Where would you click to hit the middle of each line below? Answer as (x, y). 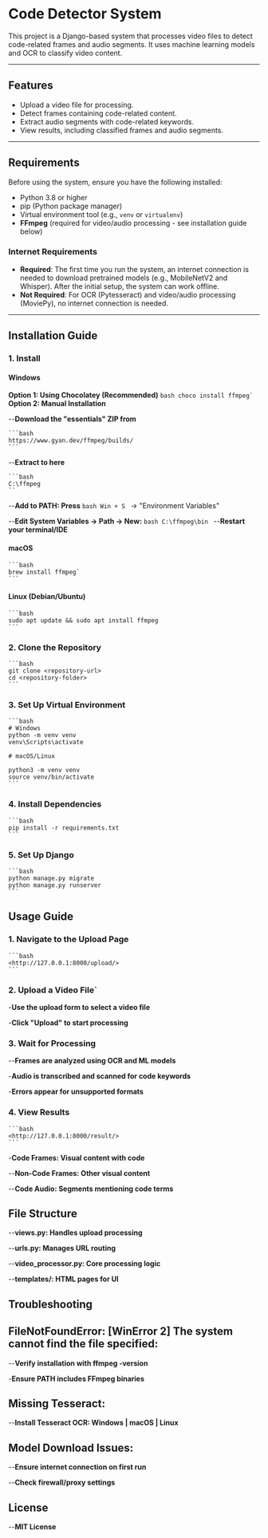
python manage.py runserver (55, 885)
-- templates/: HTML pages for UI (63, 1279)
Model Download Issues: (71, 1447)
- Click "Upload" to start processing (69, 1023)
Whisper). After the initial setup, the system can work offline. (119, 286)
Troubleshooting (51, 1304)
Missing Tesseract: (57, 1404)
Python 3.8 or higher (53, 197)
